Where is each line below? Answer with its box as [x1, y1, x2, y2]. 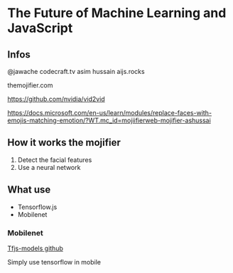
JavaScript [7, 20, 73, 36]
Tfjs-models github [7, 244, 64, 252]
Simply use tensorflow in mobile [7, 257, 102, 266]
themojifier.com [7, 81, 53, 90]
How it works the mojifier [7, 136, 121, 149]
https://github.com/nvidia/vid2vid [7, 95, 105, 103]
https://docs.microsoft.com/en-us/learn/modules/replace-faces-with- [7, 109, 212, 117]
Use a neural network [17, 163, 81, 171]
